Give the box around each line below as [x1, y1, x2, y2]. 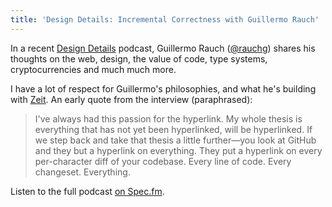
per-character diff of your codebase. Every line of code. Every [34, 155, 292, 167]
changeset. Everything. [34, 166, 131, 178]
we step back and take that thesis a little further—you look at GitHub [34, 134, 317, 146]
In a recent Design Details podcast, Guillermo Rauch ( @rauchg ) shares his [10, 42, 316, 54]
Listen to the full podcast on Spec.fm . [10, 185, 165, 197]
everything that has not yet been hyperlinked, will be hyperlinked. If [34, 123, 313, 135]
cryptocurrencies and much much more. [10, 63, 177, 75]
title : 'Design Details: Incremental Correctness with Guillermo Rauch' [10, 14, 320, 25]
